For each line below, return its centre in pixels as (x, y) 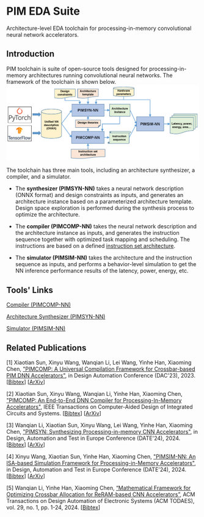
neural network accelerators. (43, 34)
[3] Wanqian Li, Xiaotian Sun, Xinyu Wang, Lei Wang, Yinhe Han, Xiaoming (100, 425)
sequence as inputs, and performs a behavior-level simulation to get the (106, 264)
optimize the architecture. (48, 215)
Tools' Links (30, 290)
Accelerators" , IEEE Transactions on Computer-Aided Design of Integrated (100, 407)
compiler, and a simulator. (39, 177)
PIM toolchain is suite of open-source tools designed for (77, 69)
